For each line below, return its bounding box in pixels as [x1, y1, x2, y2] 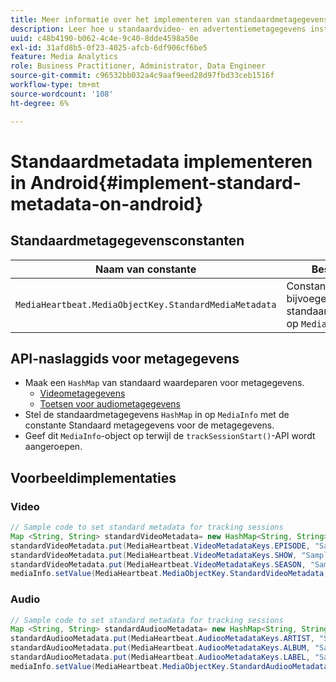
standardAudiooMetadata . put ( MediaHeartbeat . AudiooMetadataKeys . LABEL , [10, 652, 311, 663]
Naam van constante [95, 262, 197, 276]
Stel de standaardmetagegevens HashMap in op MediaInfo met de [24, 409, 290, 421]
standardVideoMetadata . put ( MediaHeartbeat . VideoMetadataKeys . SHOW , [10, 550, 298, 560]
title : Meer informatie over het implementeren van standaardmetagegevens [10, 14, 329, 25]
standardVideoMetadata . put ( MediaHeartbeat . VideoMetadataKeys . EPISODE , [10, 541, 311, 551]
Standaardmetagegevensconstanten [10, 232, 245, 250]
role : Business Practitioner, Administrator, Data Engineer [10, 61, 267, 71]
